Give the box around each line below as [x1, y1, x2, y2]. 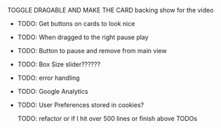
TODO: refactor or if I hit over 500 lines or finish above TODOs [17, 115, 198, 122]
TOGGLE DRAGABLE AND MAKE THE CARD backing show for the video [7, 6, 214, 14]
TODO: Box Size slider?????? [17, 60, 100, 69]
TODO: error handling [17, 73, 80, 82]
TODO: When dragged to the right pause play [17, 33, 149, 41]
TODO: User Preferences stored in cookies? [17, 101, 145, 109]
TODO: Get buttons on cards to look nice [17, 20, 135, 27]
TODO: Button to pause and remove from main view [17, 47, 167, 55]
